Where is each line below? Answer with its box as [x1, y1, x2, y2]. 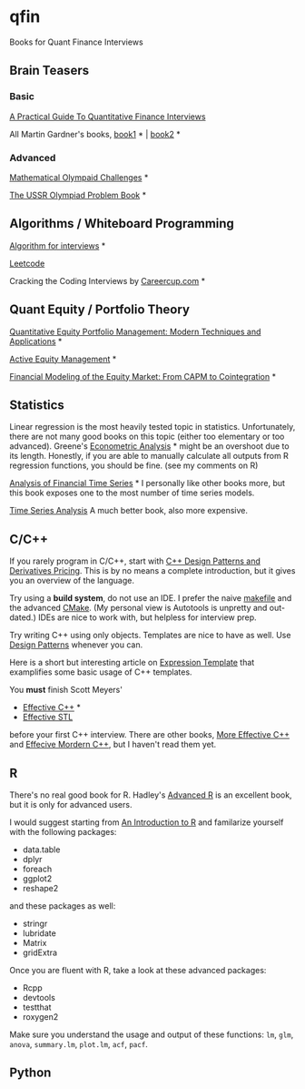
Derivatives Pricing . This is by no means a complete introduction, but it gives [9, 565, 296, 576]
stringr [22, 918, 48, 929]
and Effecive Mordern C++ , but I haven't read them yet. [9, 739, 217, 750]
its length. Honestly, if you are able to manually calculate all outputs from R [9, 451, 289, 462]
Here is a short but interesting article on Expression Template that [9, 657, 255, 668]
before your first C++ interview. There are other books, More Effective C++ [9, 729, 290, 740]
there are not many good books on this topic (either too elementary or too [9, 431, 285, 443]
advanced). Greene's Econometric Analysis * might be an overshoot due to [9, 441, 290, 452]
